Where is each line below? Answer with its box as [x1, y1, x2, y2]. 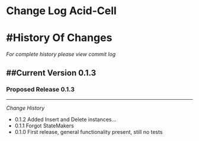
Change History [6, 104, 45, 112]
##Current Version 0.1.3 [6, 68, 97, 78]
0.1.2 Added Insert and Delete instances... [14, 116, 117, 123]
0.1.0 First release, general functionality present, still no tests [14, 128, 163, 135]
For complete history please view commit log [6, 51, 116, 58]
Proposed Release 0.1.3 [6, 86, 75, 94]
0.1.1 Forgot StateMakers [14, 122, 74, 129]
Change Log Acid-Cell [6, 4, 117, 18]
